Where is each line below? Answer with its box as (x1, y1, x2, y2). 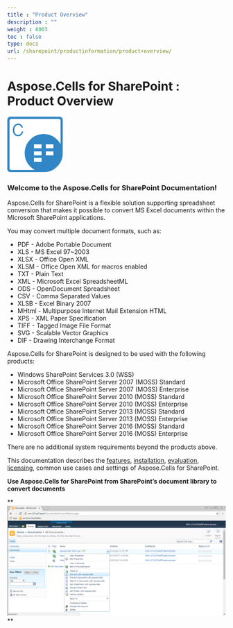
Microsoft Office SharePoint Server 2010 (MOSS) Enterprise (17, 400, 189, 409)
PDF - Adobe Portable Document (17, 240, 112, 249)
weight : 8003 (7, 26, 49, 33)
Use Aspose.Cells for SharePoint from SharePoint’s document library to (7, 477, 217, 486)
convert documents (7, 484, 66, 493)
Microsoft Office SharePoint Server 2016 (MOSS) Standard (17, 422, 185, 430)
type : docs (7, 40, 39, 48)
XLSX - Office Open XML (17, 255, 89, 264)
